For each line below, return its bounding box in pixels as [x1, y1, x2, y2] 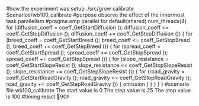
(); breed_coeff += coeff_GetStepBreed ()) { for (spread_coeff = [6, 43, 161, 50]
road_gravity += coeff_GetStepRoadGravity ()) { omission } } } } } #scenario [6, 81, 190, 88]
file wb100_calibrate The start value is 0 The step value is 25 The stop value [6, 87, 191, 94]
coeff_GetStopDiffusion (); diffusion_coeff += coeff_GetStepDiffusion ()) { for [6, 30, 193, 37]
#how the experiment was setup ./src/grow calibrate [6, 5, 134, 12]
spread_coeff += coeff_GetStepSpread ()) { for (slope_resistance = [6, 56, 169, 62]
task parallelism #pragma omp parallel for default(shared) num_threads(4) [6, 18, 187, 24]
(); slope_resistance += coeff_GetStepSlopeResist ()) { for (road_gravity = [6, 68, 185, 75]
